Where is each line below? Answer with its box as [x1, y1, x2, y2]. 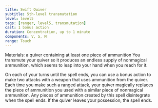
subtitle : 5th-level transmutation [5, 12, 78, 16]
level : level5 [5, 16, 34, 21]
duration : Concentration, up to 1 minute [5, 30, 91, 34]
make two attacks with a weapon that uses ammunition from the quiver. [5, 77, 149, 82]
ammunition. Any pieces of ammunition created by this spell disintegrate [5, 92, 150, 98]
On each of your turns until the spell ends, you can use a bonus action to [5, 71, 151, 77]
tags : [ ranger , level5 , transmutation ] [5, 20, 86, 26]
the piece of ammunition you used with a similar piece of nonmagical [5, 87, 143, 93]
